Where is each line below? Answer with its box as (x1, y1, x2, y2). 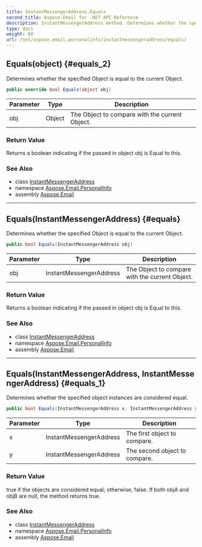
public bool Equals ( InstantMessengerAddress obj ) (6, 242, 133, 248)
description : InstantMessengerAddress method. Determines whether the (6, 20, 187, 26)
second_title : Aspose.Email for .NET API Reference (6, 14, 138, 20)
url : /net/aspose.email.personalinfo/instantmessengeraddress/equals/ (6, 37, 187, 43)
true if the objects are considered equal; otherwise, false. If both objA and (6, 486, 189, 493)
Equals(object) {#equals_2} (6, 59, 111, 69)
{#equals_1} (61, 378, 106, 388)
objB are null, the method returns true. (6, 492, 101, 500)
